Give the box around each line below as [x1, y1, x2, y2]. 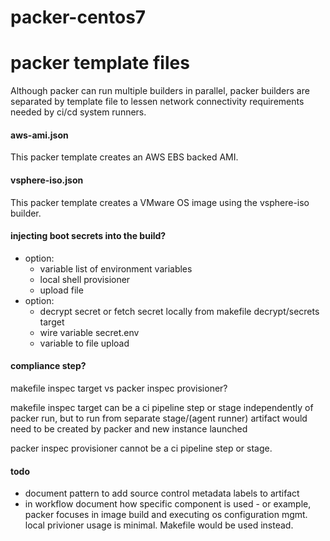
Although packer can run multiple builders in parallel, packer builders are [10, 85, 310, 97]
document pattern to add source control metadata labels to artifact [24, 487, 300, 500]
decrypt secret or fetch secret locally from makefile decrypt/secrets [39, 305, 320, 317]
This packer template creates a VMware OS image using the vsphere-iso [10, 196, 310, 208]
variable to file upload [39, 337, 130, 349]
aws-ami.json [10, 129, 69, 141]
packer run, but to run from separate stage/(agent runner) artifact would [10, 412, 308, 424]
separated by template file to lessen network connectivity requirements [10, 96, 305, 108]
